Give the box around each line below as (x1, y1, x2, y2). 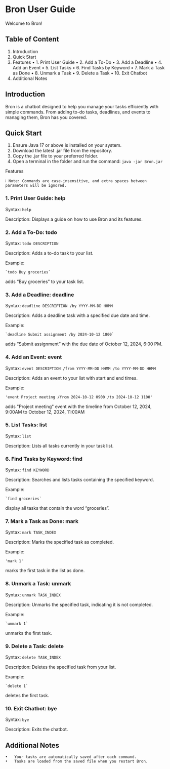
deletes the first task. (5, 693, 50, 699)
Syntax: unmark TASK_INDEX (5, 591, 61, 598)
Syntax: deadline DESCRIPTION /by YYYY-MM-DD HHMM (5, 303, 113, 309)
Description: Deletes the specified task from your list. (5, 664, 116, 670)
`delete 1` (5, 683, 28, 689)
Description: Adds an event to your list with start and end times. (5, 375, 138, 381)
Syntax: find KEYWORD (5, 467, 50, 473)
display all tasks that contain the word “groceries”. (5, 505, 110, 511)
